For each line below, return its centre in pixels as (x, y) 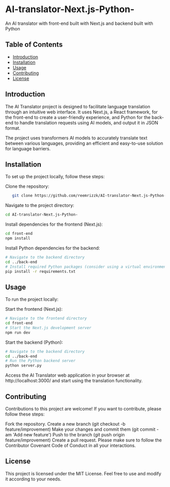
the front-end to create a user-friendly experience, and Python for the (78, 117)
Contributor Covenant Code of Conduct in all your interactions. (71, 445)
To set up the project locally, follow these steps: (55, 177)
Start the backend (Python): (34, 342)
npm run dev (18, 333)
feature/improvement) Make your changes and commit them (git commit (80, 429)
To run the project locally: (32, 299)
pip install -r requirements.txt (40, 271)
